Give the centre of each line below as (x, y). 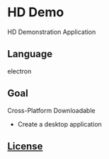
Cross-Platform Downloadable (51, 110)
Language (30, 54)
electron (19, 71)
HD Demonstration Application (52, 32)
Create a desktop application (60, 124)
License (25, 146)
